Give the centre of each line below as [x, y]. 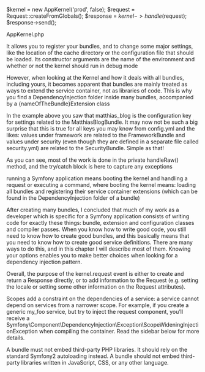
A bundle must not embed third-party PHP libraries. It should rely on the [97, 350]
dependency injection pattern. [44, 262]
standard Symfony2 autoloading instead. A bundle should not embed [93, 356]
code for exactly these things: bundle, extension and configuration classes [100, 223]
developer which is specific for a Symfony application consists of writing [98, 216]
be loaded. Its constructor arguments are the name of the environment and [100, 59]
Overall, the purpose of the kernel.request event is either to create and [95, 274]
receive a [18, 318]
